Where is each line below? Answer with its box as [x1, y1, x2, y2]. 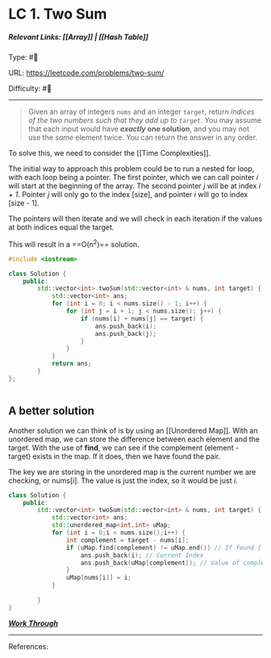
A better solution [8, 404, 95, 418]
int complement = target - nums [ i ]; [65, 536, 190, 544]
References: [8, 641, 48, 651]
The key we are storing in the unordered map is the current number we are [8, 467, 256, 476]
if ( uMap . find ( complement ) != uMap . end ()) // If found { [65, 543, 262, 551]
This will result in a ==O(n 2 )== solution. [8, 238, 140, 249]
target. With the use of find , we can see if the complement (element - [8, 442, 240, 452]
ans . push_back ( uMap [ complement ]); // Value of [80, 559, 240, 567]
